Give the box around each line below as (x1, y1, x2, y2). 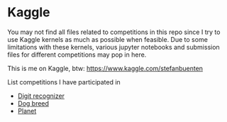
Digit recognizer (17, 91, 65, 100)
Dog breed (17, 99, 50, 107)
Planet (17, 106, 37, 115)
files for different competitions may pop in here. (7, 50, 147, 59)
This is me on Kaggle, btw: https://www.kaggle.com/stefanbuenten (7, 64, 204, 72)
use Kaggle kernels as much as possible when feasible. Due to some (7, 35, 208, 43)
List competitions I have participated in (7, 77, 121, 86)
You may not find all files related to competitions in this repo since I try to (7, 28, 221, 36)
